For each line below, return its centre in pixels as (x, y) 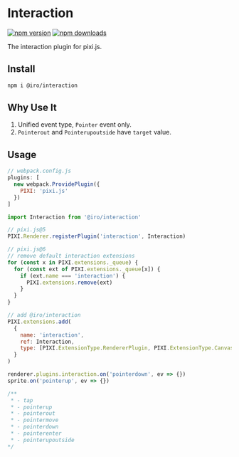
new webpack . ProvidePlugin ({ (57, 184)
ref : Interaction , (47, 342)
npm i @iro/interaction (43, 85)
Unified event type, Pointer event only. (74, 125)
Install (21, 69)
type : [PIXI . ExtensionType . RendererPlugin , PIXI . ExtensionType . (117, 348)
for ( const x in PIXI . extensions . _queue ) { (73, 262)
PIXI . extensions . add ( (39, 322)
